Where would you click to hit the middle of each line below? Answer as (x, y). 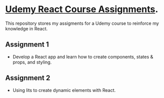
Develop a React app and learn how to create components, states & (83, 57)
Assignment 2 (28, 78)
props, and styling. (32, 62)
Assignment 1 (27, 45)
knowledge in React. (27, 28)
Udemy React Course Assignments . (82, 9)
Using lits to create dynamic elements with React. (64, 90)
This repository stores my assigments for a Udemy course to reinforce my (82, 23)
